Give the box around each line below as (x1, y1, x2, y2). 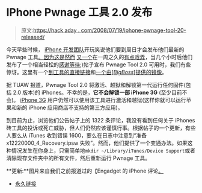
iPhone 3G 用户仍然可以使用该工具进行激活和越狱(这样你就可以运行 (20, 96, 186, 103)
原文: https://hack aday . (20, 27, 80, 34)
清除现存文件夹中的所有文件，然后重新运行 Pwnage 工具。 (6, 154, 151, 162)
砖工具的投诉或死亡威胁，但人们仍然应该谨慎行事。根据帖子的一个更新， (6, 124, 185, 131)
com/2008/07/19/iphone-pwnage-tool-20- (81, 27, 186, 34)
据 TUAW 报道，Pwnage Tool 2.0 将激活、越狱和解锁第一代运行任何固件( (6, 81, 186, 88)
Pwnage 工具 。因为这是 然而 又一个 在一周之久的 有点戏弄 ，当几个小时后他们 (6, 53, 193, 60)
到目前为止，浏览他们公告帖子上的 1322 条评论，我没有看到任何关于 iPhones (6, 116, 195, 124)
